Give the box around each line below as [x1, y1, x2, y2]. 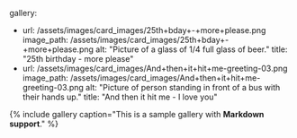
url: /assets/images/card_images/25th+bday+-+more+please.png [22, 25, 266, 35]
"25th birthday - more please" [22, 54, 134, 64]
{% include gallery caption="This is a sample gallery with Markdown [9, 109, 265, 119]
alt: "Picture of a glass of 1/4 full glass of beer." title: [95, 44, 288, 55]
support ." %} [9, 118, 58, 129]
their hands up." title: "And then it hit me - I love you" [22, 91, 218, 102]
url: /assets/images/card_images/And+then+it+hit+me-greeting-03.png [22, 63, 288, 73]
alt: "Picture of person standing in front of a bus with [85, 82, 281, 92]
